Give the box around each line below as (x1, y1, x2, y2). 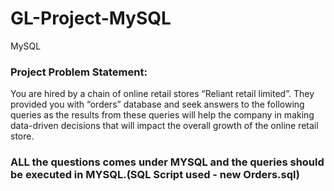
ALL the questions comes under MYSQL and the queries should (10, 155, 325, 169)
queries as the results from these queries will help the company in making (10, 109, 315, 121)
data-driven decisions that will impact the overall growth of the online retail (10, 120, 319, 132)
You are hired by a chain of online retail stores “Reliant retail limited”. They (10, 88, 315, 100)
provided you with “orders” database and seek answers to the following (10, 98, 305, 111)
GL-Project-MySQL (10, 7, 172, 30)
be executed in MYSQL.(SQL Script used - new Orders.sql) (10, 168, 300, 182)
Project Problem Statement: (10, 65, 148, 79)
